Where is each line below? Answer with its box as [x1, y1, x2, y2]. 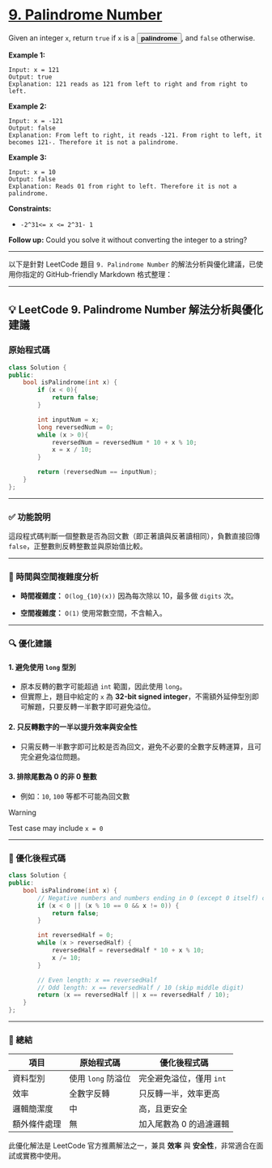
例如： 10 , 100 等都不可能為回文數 [19, 791, 130, 801]
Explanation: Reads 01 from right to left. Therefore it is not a [8, 182, 237, 190]
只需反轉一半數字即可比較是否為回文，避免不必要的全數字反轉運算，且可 [19, 741, 261, 751]
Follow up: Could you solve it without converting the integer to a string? [8, 235, 248, 245]
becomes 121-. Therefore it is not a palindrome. [8, 138, 180, 147]
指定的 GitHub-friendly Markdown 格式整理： [22, 269, 173, 279]
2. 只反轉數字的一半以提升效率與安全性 [8, 723, 138, 732]
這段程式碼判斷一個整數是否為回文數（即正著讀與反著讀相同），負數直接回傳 [8, 531, 261, 541]
